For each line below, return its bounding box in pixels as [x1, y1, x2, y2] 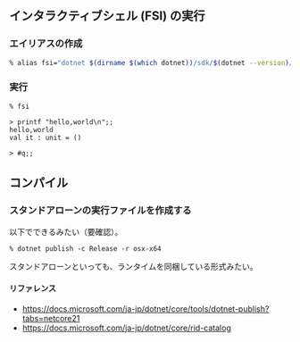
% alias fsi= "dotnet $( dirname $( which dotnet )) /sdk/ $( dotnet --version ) [9, 58, 290, 67]
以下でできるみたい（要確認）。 [9, 226, 123, 237]
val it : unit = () [9, 133, 82, 142]
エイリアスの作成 [9, 38, 83, 50]
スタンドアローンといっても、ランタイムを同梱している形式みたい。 [9, 261, 258, 271]
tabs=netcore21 [21, 313, 80, 323]
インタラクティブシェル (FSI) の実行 [9, 8, 205, 24]
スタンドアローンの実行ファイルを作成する [9, 204, 192, 217]
